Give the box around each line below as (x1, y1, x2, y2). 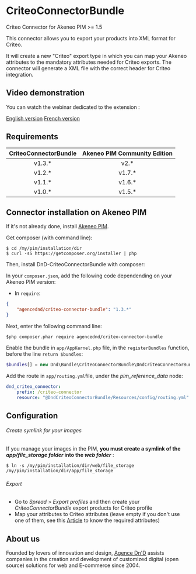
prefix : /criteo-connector (16, 389, 82, 395)
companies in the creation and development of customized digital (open (6, 556, 179, 563)
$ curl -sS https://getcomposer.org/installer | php (6, 250, 137, 257)
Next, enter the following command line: (6, 323, 102, 329)
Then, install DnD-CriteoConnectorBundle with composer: (6, 261, 145, 268)
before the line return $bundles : (6, 350, 83, 358)
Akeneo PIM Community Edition (82, 149, 173, 157)
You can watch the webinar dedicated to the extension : (6, 104, 140, 111)
